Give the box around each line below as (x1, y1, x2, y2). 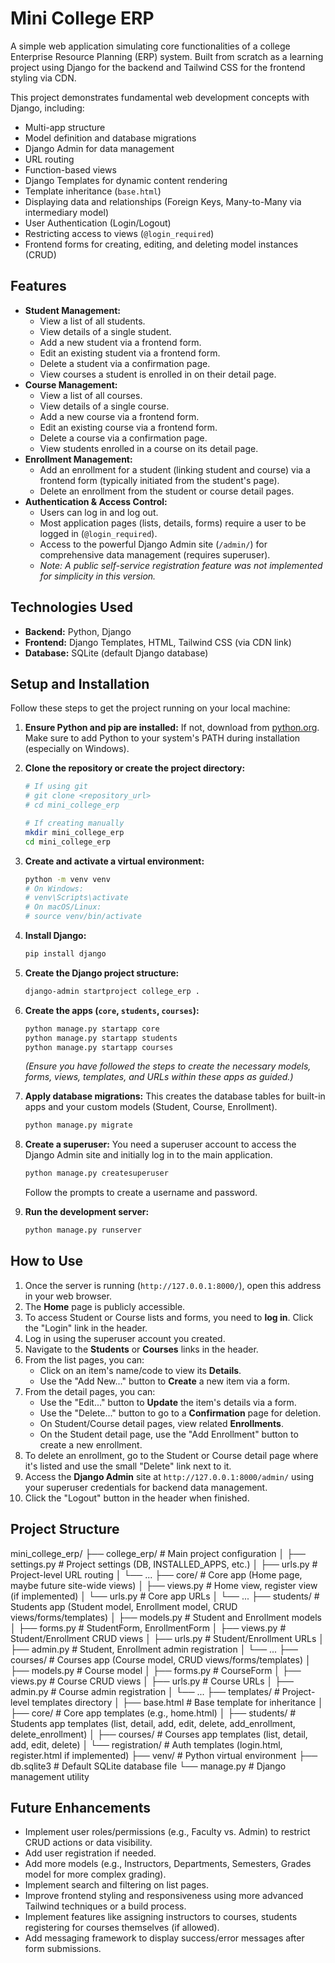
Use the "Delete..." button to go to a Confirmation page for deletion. (39, 1407, 322, 1419)
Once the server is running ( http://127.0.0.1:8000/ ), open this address (24, 1279, 322, 1291)
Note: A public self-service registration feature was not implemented (39, 559, 323, 571)
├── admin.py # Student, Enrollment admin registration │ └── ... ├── (10, 1643, 298, 1655)
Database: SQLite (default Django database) (24, 647, 209, 659)
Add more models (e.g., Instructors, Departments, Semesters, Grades (24, 1858, 312, 1870)
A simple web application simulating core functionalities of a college (10, 40, 291, 52)
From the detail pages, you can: (24, 1385, 156, 1397)
